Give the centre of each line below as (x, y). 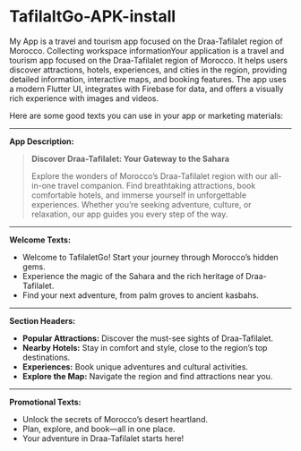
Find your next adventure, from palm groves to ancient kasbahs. (141, 295)
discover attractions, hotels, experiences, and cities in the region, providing (148, 70)
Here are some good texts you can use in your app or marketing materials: (146, 115)
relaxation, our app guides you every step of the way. (129, 214)
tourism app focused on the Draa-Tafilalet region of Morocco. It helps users (149, 60)
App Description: (42, 141)
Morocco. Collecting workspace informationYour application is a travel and (147, 50)
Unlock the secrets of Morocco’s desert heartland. (115, 419)
